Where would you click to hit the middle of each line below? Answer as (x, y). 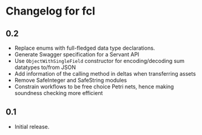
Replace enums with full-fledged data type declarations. (85, 48)
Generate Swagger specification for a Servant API (77, 54)
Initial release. (32, 127)
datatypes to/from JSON (45, 67)
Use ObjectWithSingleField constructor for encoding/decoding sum (99, 61)
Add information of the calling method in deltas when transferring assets (105, 74)
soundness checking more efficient (59, 93)
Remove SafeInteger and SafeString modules (71, 80)
